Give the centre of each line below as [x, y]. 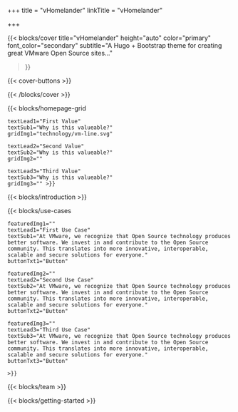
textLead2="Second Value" [46, 146]
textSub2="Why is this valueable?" [60, 153]
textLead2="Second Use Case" [51, 280]
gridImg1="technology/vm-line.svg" [60, 134]
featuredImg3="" [31, 324]
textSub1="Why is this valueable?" [60, 128]
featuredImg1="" [31, 224]
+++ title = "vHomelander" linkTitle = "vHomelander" [85, 10]
